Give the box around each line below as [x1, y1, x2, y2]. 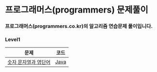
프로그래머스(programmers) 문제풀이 [5, 4, 148, 15]
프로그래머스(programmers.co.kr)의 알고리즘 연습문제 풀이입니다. [5, 23, 153, 29]
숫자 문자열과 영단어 [7, 59, 51, 66]
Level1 [5, 36, 20, 43]
